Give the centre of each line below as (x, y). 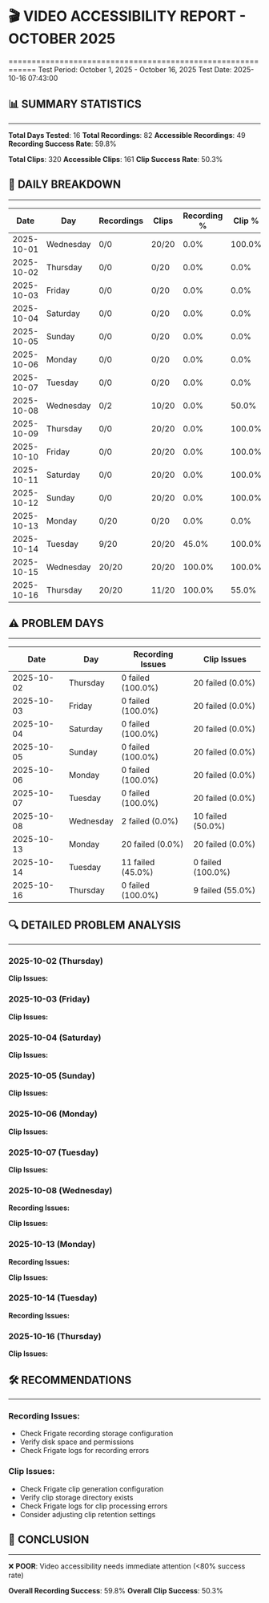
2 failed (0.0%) (150, 821)
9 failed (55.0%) (225, 890)
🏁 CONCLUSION (49, 1539)
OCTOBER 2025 (62, 39)
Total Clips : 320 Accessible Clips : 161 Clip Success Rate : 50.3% (116, 159)
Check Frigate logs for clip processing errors (94, 1506)
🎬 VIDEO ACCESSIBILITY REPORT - (127, 16)
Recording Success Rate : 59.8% (63, 144)
